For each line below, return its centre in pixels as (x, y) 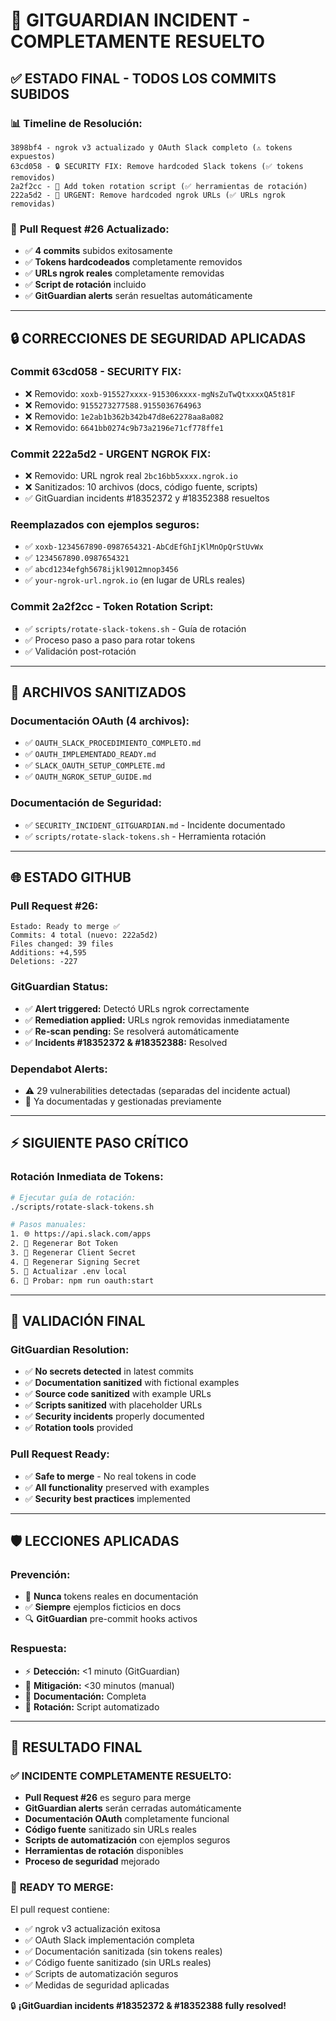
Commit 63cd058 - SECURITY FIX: (96, 372)
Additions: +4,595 (48, 953)
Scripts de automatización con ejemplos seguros (127, 1840)
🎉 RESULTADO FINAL (76, 1747)
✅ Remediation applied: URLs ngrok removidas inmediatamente (157, 1020)
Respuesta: (38, 1649)
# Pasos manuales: (48, 1225)
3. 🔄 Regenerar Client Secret (73, 1253)
